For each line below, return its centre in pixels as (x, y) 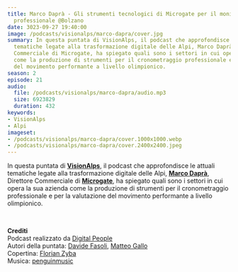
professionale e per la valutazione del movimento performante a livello (110, 196)
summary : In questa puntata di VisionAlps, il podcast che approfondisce (119, 40)
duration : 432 (34, 106)
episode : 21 (25, 80)
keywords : (22, 113)
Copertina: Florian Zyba (42, 254)
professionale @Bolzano (49, 21)
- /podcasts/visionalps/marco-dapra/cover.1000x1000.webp (95, 139)
